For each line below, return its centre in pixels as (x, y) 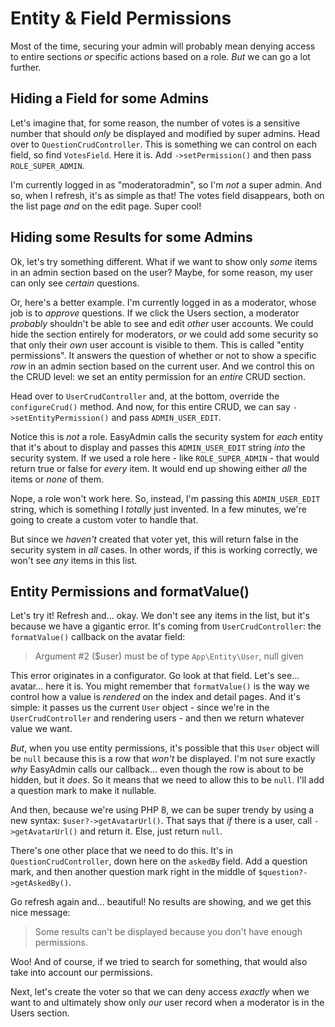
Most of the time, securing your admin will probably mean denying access (163, 46)
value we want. (41, 729)
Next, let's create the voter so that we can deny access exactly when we (160, 992)
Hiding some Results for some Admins (131, 237)
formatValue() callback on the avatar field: (98, 637)
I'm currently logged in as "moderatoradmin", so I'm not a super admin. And (166, 184)
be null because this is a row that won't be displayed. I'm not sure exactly (163, 759)
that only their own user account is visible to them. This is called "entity (157, 344)
